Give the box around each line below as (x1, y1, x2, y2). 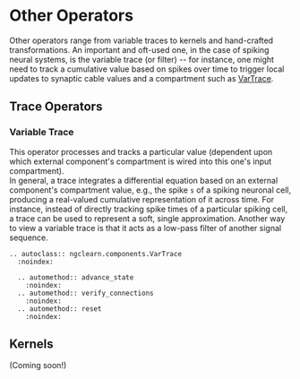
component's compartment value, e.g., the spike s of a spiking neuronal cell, (9, 185, 292, 195)
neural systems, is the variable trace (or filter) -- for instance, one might (9, 54, 275, 65)
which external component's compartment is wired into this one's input (9, 156, 272, 167)
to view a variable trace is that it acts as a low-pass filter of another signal (9, 222, 282, 233)
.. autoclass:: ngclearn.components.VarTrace (9, 249, 182, 258)
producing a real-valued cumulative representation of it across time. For (9, 194, 275, 204)
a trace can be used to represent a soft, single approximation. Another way (9, 212, 286, 224)
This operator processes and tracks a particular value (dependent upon (9, 146, 273, 157)
